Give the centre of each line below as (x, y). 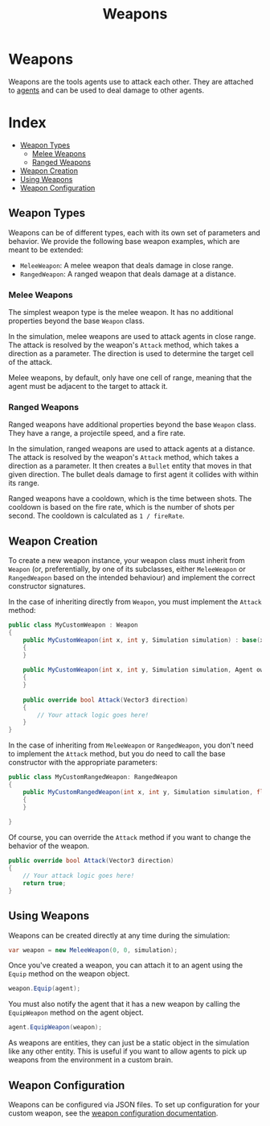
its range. (24, 483)
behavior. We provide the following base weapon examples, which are (124, 241)
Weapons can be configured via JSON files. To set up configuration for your (134, 1104)
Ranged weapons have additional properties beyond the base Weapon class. (133, 424)
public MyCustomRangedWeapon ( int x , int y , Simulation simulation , (138, 792)
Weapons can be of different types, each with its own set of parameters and (135, 232)
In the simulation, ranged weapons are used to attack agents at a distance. (132, 449)
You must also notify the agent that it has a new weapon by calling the (125, 1004)
